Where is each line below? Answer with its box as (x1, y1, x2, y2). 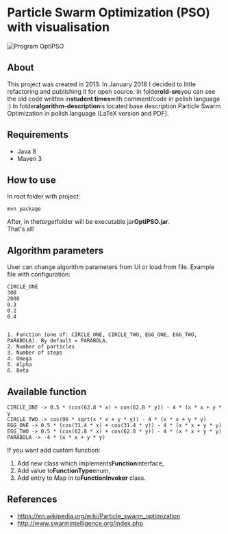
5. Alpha (7, 361, 32, 368)
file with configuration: (7, 270, 71, 279)
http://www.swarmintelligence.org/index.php (16, 519, 144, 527)
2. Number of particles (7, 344, 75, 351)
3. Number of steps (7, 349, 63, 357)
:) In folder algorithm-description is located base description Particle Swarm (7, 101, 221, 110)
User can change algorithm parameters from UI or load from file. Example (7, 263, 214, 271)
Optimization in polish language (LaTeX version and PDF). (7, 109, 169, 117)
